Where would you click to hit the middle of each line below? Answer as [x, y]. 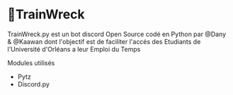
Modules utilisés [31, 62]
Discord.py [33, 84]
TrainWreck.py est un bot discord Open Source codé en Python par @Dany [117, 34]
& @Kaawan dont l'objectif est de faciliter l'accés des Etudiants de [104, 41]
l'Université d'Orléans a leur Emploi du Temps [74, 49]
